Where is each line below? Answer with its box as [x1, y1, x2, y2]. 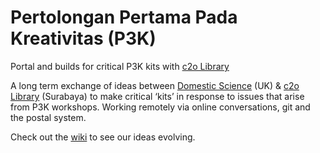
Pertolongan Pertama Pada [10, 6, 238, 29]
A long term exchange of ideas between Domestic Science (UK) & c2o [10, 79, 300, 91]
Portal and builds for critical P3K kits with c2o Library [10, 60, 230, 72]
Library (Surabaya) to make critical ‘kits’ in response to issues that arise [10, 90, 305, 102]
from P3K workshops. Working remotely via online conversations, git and [10, 101, 311, 113]
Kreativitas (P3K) [10, 27, 157, 50]
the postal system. [10, 111, 87, 123]
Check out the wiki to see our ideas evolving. [10, 131, 196, 143]
